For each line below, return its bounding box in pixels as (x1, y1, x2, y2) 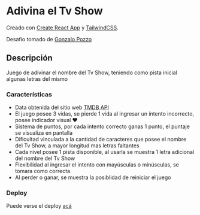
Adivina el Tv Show (6, 4, 103, 18)
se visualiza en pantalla (14, 129, 73, 137)
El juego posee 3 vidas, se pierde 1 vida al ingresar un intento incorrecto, (14, 110, 195, 117)
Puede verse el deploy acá (6, 202, 72, 210)
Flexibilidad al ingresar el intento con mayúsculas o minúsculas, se (14, 161, 180, 168)
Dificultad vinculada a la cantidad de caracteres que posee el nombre (14, 136, 187, 143)
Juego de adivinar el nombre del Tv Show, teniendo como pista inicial (6, 69, 178, 76)
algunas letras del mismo (6, 75, 68, 82)
